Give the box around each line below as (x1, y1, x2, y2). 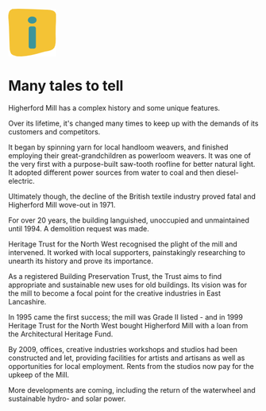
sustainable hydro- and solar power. (8, 394, 126, 403)
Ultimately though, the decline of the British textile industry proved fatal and (8, 192, 256, 201)
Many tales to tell (8, 77, 124, 95)
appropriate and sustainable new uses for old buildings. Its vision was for (8, 280, 248, 289)
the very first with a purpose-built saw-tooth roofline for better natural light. (8, 159, 256, 169)
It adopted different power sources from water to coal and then (8, 168, 214, 177)
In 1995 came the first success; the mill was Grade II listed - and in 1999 (8, 312, 244, 322)
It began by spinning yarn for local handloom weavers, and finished (8, 142, 229, 152)
